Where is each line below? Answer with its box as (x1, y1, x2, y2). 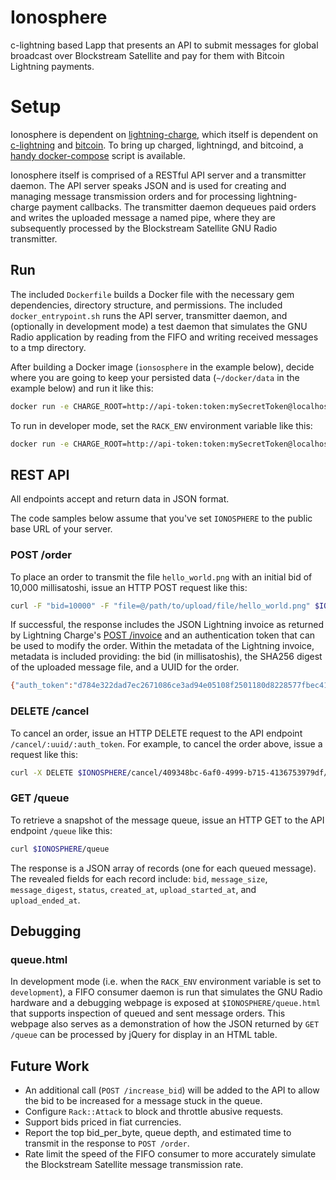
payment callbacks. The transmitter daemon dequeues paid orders (41, 201, 317, 213)
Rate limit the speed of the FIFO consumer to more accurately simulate (24, 1148, 317, 1160)
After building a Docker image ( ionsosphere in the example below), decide (10, 361, 315, 373)
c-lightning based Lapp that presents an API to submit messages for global (10, 39, 319, 51)
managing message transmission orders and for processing (10, 190, 256, 202)
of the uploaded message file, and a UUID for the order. (10, 661, 240, 673)
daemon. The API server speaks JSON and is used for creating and (10, 179, 287, 191)
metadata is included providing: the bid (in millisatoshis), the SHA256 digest (10, 651, 323, 663)
